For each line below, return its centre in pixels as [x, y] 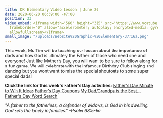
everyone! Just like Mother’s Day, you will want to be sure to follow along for [81, 61]
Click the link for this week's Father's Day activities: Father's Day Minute [79, 85]
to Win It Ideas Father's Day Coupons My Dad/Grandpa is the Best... [73, 91]
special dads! [18, 76]
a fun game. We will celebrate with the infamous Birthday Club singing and [80, 66]
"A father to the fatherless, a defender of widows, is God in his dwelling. [77, 105]
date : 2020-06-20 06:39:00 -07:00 [40, 14]
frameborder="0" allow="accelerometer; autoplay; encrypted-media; [79, 28]
